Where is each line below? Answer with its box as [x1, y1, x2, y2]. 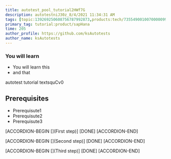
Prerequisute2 [12, 113, 43, 119]
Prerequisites [5, 94, 49, 103]
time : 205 [5, 26, 26, 31]
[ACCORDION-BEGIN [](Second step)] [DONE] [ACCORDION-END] [5, 138, 145, 144]
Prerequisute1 [12, 107, 42, 113]
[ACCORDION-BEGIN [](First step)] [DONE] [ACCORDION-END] [5, 128, 138, 134]
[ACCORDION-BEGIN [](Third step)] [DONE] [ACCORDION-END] [5, 148, 140, 154]
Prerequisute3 [12, 118, 43, 124]
